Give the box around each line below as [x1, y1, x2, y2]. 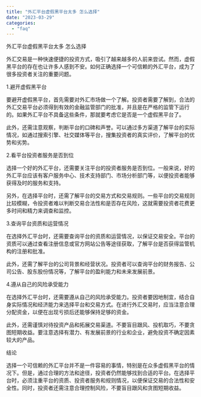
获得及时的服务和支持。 [6, 180, 64, 187]
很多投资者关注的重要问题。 [6, 70, 75, 78]
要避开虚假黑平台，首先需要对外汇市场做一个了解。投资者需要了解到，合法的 [6, 96, 195, 103]
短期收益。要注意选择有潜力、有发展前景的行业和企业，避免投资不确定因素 [11, 329, 195, 336]
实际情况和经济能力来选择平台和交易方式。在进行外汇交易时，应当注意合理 [11, 301, 195, 308]
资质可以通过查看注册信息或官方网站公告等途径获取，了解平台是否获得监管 [6, 240, 190, 247]
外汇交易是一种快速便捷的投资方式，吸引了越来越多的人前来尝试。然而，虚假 [6, 55, 195, 63]
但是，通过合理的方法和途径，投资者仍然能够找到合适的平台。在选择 [22, 369, 190, 377]
